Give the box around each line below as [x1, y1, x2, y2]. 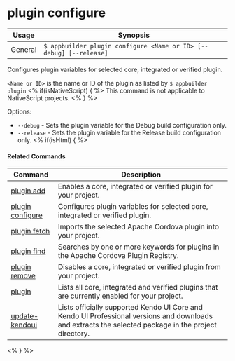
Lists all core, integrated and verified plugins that [57, 282, 218, 292]
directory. [57, 329, 90, 339]
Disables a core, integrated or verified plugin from [57, 262, 222, 272]
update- [10, 311, 38, 321]
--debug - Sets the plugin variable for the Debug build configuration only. [17, 121, 227, 129]
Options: [7, 107, 32, 116]
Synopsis [117, 30, 150, 40]
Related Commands [7, 152, 66, 161]
